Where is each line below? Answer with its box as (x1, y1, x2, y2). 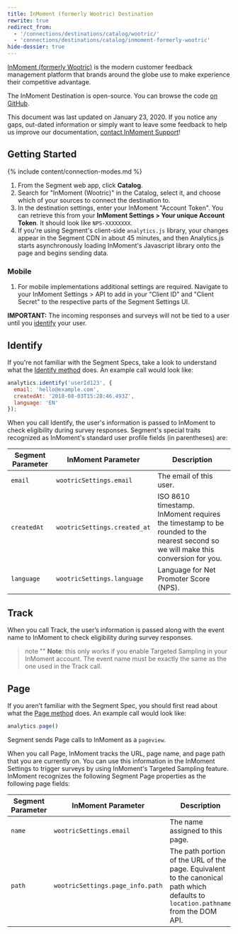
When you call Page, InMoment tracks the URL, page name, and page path (7, 749, 225, 758)
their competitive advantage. (7, 78, 91, 86)
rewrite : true (7, 17, 50, 24)
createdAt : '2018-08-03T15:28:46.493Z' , (13, 393, 135, 400)
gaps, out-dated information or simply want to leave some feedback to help (7, 120, 227, 128)
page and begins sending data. (17, 249, 108, 257)
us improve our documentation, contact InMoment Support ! (7, 128, 181, 136)
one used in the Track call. (24, 662, 103, 670)
